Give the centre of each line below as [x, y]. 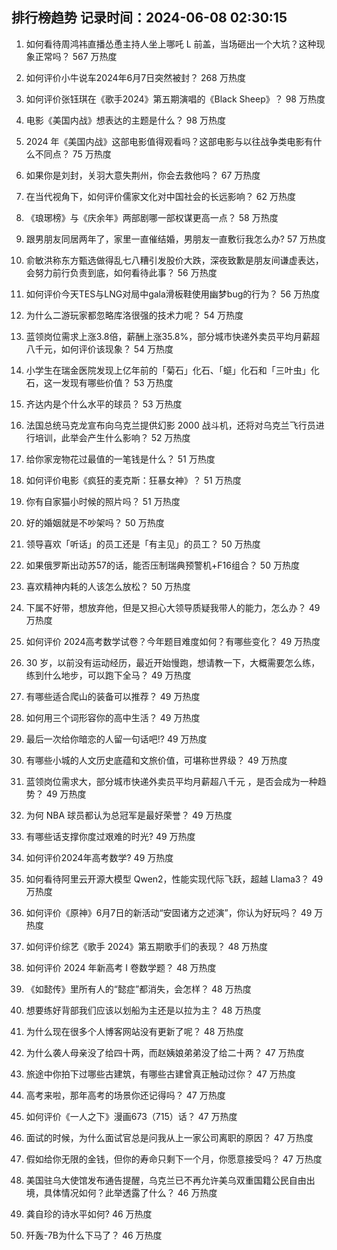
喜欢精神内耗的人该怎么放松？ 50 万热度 [108, 586]
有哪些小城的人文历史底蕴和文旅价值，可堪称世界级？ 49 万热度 [156, 760]
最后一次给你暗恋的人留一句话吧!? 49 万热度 [116, 739]
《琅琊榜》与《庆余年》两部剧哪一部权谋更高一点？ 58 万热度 [152, 217]
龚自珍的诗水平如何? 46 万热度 [89, 1214]
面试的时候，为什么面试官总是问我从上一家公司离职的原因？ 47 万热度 [169, 1137]
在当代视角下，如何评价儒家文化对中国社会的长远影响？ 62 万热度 [160, 196]
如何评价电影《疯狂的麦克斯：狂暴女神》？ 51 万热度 [133, 480]
